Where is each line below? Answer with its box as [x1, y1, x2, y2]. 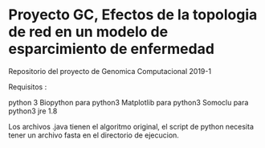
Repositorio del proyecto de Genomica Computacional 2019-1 [8, 66, 211, 76]
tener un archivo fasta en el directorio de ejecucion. [8, 130, 179, 140]
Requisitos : [8, 82, 47, 92]
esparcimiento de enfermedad [8, 40, 215, 58]
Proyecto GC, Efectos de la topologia [8, 6, 258, 24]
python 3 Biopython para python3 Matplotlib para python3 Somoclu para [8, 97, 249, 107]
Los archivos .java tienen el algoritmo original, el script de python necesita [8, 121, 255, 131]
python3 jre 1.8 [8, 106, 58, 116]
